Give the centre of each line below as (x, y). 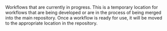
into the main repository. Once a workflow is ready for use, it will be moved (84, 18)
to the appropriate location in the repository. (51, 23)
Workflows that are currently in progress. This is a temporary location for (82, 7)
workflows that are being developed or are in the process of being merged (83, 12)
